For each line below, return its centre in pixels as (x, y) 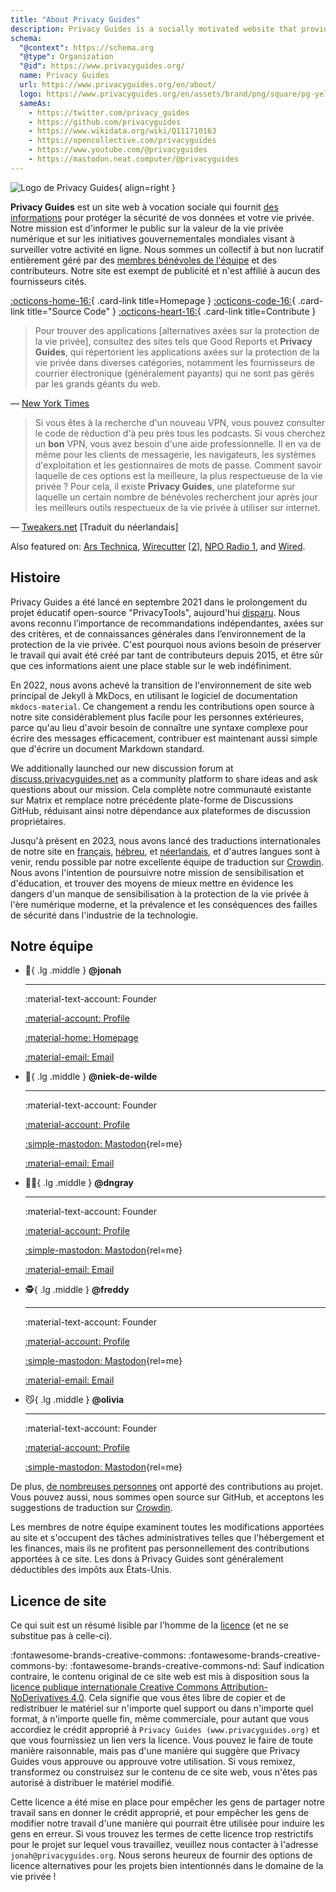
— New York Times (50, 403)
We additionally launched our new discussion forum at (122, 768)
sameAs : (35, 103)
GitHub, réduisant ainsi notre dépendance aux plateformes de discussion (160, 810)
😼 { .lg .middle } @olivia (74, 1400)
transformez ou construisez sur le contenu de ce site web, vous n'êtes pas (164, 1772)
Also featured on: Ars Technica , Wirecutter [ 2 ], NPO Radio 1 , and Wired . (158, 546)
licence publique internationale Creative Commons (114, 1687)
